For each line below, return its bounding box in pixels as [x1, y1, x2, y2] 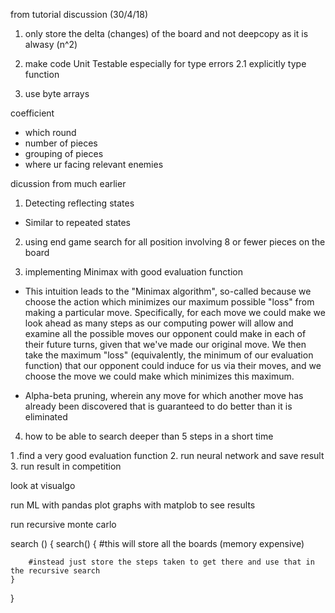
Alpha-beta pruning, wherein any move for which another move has [24, 390, 304, 401]
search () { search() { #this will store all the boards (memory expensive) [10, 538, 305, 549]
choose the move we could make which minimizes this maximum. [24, 370, 295, 382]
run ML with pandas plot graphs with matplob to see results [10, 499, 256, 511]
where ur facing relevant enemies [24, 159, 164, 170]
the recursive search [10, 566, 101, 576]
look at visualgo [10, 480, 76, 491]
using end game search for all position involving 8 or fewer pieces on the [24, 236, 326, 248]
